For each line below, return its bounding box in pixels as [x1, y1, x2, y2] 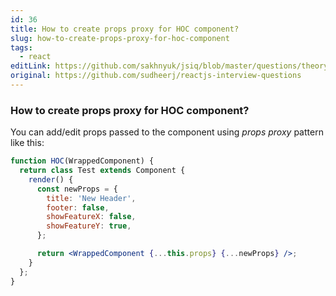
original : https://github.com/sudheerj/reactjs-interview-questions [10, 71, 302, 81]
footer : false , [46, 202, 110, 213]
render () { [28, 174, 74, 185]
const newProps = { [36, 184, 118, 194]
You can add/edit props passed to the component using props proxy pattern [10, 126, 324, 138]
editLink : [10, 61, 52, 71]
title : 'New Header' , [46, 193, 137, 203]
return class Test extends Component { [19, 166, 186, 176]
